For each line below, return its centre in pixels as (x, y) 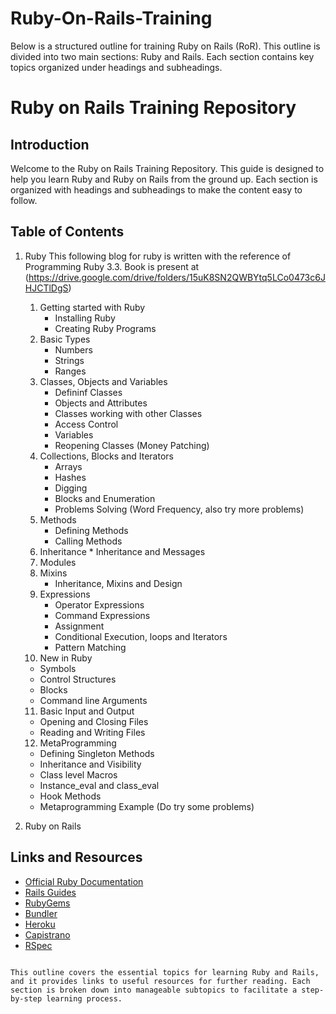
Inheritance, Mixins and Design (118, 583)
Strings (69, 360)
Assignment (79, 626)
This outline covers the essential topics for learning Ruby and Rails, (165, 972)
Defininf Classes (88, 392)
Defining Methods (91, 530)
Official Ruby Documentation (84, 881)
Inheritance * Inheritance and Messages (122, 551)
